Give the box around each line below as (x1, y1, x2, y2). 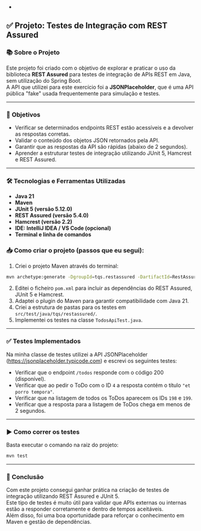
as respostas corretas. (14, 130, 71, 137)
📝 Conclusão (6, 472, 44, 481)
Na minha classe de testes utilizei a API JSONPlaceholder (6, 350, 148, 358)
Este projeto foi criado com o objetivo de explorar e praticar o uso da (6, 64, 176, 71)
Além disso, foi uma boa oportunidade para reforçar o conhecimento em (6, 512, 184, 519)
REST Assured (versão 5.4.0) (14, 212, 89, 219)
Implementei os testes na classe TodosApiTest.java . (14, 316, 143, 324)
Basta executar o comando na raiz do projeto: (6, 442, 118, 449)
